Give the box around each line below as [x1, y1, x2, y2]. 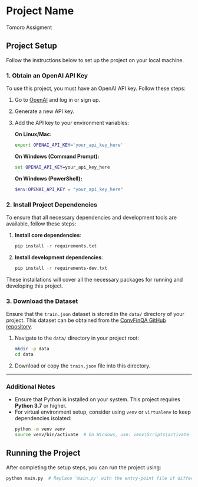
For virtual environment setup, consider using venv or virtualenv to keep [14, 408, 192, 415]
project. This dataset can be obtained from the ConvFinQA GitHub [6, 317, 166, 324]
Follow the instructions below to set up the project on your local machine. [6, 56, 184, 63]
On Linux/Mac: [14, 131, 52, 138]
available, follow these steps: [6, 220, 77, 227]
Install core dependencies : [14, 231, 81, 238]
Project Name [6, 4, 74, 18]
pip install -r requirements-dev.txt [14, 265, 108, 271]
